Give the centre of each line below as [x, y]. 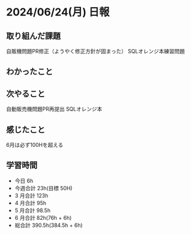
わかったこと [30, 72]
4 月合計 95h [30, 203]
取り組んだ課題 [33, 36]
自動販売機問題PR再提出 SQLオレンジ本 [54, 109]
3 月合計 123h [31, 195]
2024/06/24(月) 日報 [58, 12]
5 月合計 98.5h [33, 210]
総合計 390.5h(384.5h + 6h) [48, 225]
